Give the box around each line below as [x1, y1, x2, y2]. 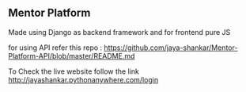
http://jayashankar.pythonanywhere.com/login [8, 75, 159, 84]
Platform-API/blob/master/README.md [8, 51, 135, 60]
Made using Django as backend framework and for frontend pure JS [8, 27, 231, 36]
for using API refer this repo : [8, 43, 103, 52]
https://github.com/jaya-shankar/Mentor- [104, 43, 238, 52]
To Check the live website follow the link [8, 67, 140, 76]
